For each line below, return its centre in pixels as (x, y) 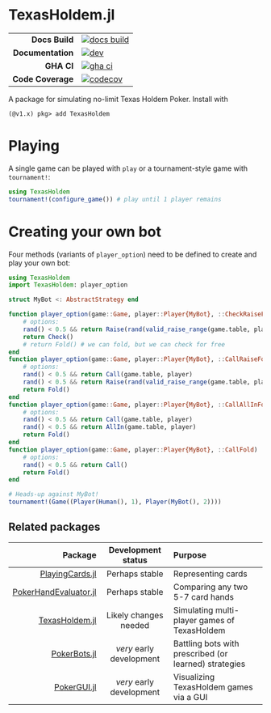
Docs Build (52, 40)
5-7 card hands (203, 596)
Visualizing (194, 677)
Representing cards (210, 574)
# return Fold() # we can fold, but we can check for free (124, 344)
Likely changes (135, 615)
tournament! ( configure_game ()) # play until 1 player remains (115, 199)
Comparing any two (211, 587)
